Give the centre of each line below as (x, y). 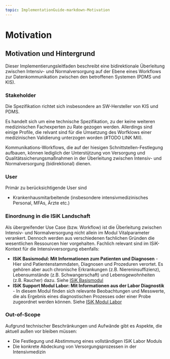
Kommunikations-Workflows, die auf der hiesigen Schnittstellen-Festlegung (84, 147)
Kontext (13, 248)
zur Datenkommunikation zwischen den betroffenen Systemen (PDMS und (83, 77)
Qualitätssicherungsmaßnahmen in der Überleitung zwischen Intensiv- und (83, 158)
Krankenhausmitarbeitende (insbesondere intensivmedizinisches (80, 198)
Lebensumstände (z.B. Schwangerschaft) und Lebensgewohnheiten (84, 275)
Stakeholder (21, 95)
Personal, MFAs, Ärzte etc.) (41, 203)
